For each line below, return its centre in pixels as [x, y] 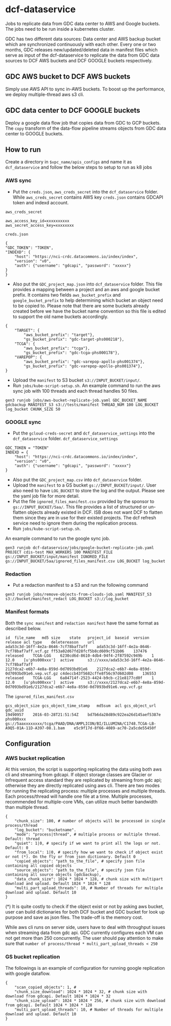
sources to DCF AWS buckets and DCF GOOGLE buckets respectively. [79, 60]
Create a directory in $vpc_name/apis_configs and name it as [69, 162]
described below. [23, 628]
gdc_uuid [15, 710]
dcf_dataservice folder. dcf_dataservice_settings [65, 438]
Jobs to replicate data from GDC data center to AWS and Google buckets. [83, 23]
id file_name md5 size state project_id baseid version [77, 638]
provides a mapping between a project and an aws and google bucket [86, 289]
